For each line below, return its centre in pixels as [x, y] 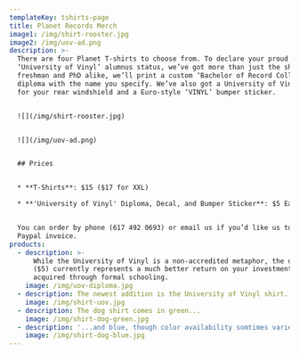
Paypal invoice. [47, 236]
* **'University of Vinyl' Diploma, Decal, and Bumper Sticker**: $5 [149, 204]
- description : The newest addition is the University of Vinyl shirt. [153, 294]
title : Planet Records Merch [63, 26]
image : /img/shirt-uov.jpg [75, 302]
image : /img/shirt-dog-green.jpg [87, 319]
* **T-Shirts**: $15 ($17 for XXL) [83, 188]
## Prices [35, 164]
